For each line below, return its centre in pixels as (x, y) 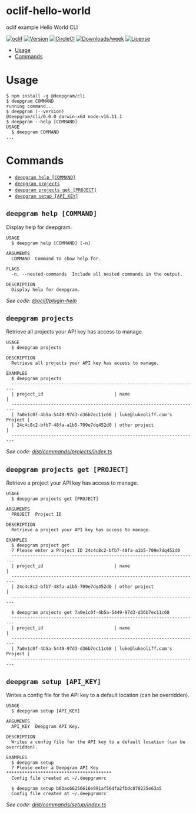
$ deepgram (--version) (35, 111)
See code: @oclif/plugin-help (41, 300)
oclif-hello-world (49, 11)
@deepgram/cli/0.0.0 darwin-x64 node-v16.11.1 (64, 116)
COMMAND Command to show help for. (56, 259)
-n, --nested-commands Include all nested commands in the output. (97, 274)
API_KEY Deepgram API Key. (46, 727)
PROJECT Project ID (36, 515)
